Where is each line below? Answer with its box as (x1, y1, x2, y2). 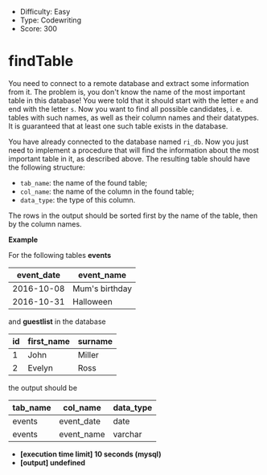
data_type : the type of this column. (19, 195, 136, 204)
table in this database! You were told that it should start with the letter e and (8, 96, 259, 105)
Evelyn (27, 362, 54, 373)
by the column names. (8, 219, 82, 228)
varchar (113, 428, 142, 440)
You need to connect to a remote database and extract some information (8, 78, 249, 88)
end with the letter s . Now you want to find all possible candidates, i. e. (8, 104, 243, 113)
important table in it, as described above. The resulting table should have (8, 154, 251, 163)
